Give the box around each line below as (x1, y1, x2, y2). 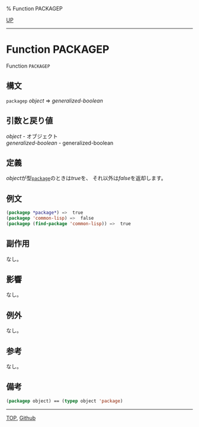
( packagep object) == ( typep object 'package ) (6, 398, 123, 404)
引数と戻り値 (6, 115, 53, 126)
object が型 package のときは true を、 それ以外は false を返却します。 (6, 175, 167, 182)
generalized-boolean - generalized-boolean (6, 139, 114, 146)
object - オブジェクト (6, 133, 58, 140)
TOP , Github (6, 414, 36, 421)
